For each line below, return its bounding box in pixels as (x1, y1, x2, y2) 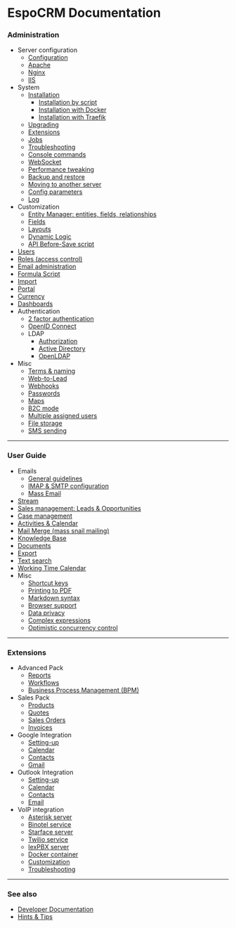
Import (17, 277, 37, 286)
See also (7, 889, 37, 898)
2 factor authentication (27, 315, 94, 323)
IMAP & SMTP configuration (27, 481, 109, 490)
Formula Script (17, 270, 61, 278)
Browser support (27, 601, 77, 609)
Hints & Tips (17, 913, 53, 921)
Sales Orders (27, 716, 66, 724)
